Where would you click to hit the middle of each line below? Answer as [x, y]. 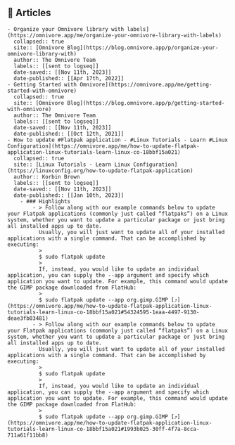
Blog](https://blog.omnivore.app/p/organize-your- [143, 47]
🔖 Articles [29, 13]
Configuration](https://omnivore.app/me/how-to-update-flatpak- [103, 146]
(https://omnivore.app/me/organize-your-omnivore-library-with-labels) [114, 35]
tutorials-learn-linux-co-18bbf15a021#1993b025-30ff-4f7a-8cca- [103, 429]
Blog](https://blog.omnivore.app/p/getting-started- [146, 103]
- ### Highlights [45, 201]
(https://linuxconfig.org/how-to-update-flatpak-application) [100, 170]
